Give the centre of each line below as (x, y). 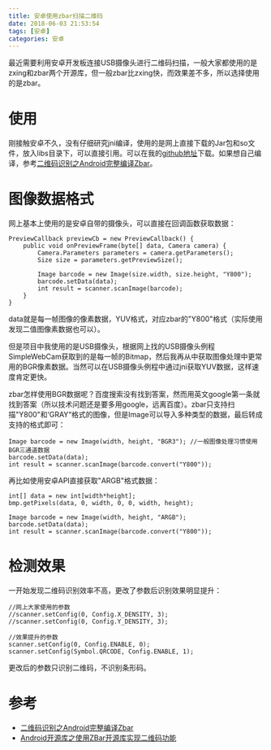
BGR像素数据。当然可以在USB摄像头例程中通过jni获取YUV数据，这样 (137, 367)
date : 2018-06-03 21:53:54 (54, 24)
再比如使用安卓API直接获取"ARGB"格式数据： (84, 481)
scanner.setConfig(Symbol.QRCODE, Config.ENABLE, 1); (101, 652)
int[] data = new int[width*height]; (72, 496)
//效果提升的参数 (33, 638)
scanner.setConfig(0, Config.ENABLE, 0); (80, 645)
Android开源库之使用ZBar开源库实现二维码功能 (98, 738)
